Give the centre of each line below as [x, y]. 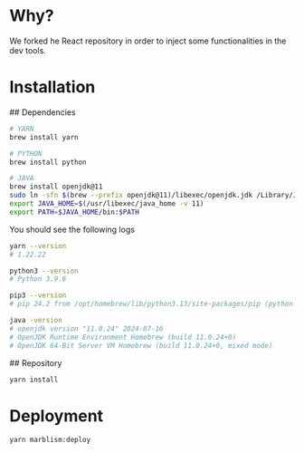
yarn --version [38, 246]
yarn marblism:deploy [50, 440]
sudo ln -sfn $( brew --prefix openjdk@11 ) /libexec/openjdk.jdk [131, 196]
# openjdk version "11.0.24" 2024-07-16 [87, 328]
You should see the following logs [72, 229]
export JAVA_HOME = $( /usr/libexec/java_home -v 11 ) [107, 204]
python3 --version [44, 271]
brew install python [48, 162]
